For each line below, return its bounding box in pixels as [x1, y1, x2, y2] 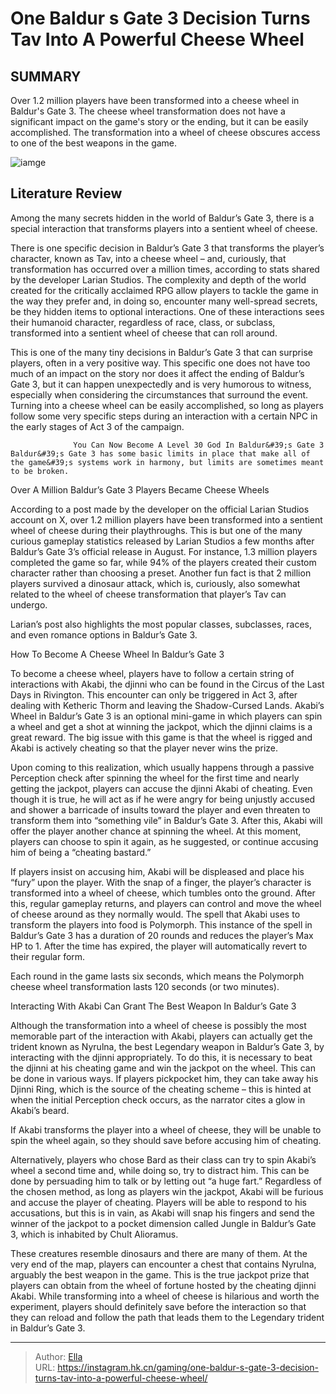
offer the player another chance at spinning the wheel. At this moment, [10, 825, 302, 837]
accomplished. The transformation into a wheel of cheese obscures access [10, 127, 321, 138]
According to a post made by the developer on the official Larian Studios [10, 503, 310, 515]
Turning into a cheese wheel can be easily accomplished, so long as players [10, 399, 324, 411]
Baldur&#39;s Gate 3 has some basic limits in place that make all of [10, 448, 311, 459]
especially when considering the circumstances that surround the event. [10, 388, 309, 401]
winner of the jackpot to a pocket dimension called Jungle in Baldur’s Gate [10, 1217, 317, 1229]
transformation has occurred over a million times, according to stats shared [10, 263, 320, 275]
